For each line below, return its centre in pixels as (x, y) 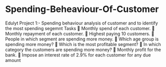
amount (13, 60)
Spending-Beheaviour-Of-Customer (82, 9)
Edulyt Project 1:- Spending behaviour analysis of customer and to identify (82, 23)
